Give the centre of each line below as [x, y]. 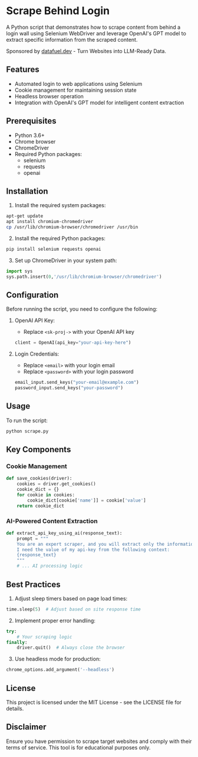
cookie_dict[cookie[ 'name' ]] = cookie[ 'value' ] [87, 500]
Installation [27, 191]
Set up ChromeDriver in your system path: [66, 260]
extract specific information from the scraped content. [72, 39]
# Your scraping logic [44, 637]
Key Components [39, 449]
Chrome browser [35, 141]
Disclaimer [26, 727]
